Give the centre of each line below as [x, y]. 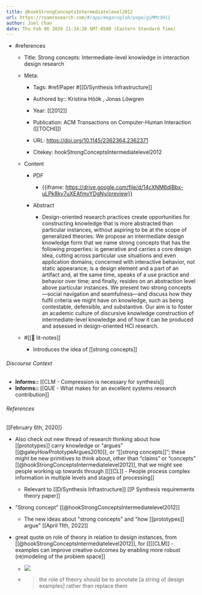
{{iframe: [53, 187]
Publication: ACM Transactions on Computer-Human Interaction [112, 122]
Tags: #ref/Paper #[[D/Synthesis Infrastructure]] [92, 87]
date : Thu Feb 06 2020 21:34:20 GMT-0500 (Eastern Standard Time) [91, 29]
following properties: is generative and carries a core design [116, 249]
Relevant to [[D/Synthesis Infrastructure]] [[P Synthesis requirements [109, 489]
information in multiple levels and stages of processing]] [84, 477]
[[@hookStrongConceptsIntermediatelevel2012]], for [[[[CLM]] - [94, 543]
